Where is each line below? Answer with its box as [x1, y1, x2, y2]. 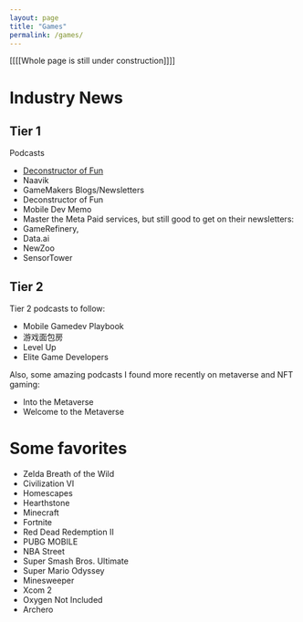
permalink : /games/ [9, 30, 84, 39]
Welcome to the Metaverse [22, 407, 125, 418]
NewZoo [22, 243, 55, 254]
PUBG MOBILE [22, 536, 78, 547]
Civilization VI [22, 478, 75, 489]
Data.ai [22, 233, 50, 244]
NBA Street [22, 546, 66, 557]
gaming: [9, 379, 40, 390]
